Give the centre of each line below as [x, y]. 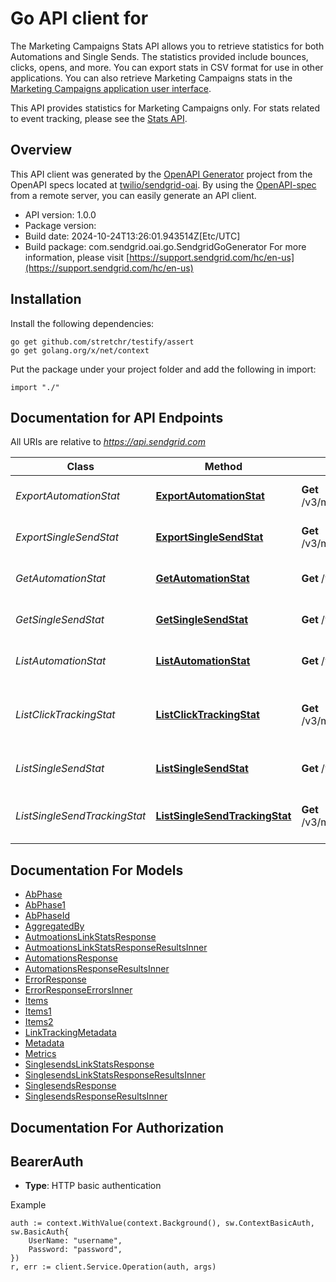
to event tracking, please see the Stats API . [99, 118]
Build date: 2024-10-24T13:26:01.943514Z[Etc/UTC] [132, 236]
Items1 [38, 1011]
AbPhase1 [45, 905]
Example [28, 1205]
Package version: [60, 225]
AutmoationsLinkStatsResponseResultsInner [116, 948]
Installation [46, 299]
